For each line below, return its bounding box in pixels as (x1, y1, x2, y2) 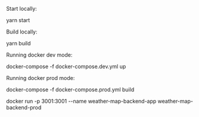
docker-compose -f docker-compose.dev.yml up (6, 63, 126, 70)
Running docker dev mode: (6, 51, 73, 59)
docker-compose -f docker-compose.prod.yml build (6, 86, 135, 93)
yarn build (6, 40, 31, 47)
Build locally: (6, 28, 38, 35)
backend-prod (6, 104, 42, 111)
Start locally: (6, 5, 38, 12)
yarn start (6, 17, 30, 23)
